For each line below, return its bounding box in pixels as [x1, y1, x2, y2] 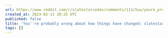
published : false [5, 16, 41, 21]
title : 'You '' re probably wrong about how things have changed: [5, 21, 142, 26]
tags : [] [5, 26, 23, 31]
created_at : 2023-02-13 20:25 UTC [5, 12, 77, 17]
